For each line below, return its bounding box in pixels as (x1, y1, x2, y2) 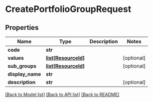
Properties (5, 23, 39, 32)
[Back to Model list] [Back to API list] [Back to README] (5, 92, 120, 98)
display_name (7, 71, 41, 78)
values (7, 55, 24, 61)
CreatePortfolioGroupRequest (5, 3, 132, 15)
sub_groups (7, 63, 36, 69)
